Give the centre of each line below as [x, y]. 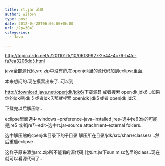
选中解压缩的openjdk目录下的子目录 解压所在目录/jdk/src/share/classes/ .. [80, 135]
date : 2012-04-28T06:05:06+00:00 [39, 23]
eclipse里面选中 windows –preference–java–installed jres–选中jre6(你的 [77, 119]
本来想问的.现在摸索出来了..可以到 [39, 81]
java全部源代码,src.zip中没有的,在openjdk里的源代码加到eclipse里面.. [75, 71]
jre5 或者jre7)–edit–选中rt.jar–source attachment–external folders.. [76, 125]
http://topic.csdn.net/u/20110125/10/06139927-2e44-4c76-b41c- [71, 55]
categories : [17, 33]
